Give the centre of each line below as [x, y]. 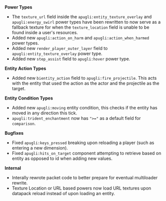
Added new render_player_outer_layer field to [60, 48]
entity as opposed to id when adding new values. [62, 158]
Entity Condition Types [29, 98]
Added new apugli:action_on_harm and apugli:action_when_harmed [81, 38]
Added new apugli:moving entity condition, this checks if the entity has [84, 108]
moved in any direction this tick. [44, 113]
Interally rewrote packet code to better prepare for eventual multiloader [84, 177]
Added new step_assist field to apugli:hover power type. [71, 59]
